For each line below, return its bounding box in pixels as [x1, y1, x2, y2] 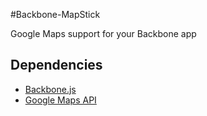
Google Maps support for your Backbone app [10, 28, 197, 39]
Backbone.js [24, 83, 77, 95]
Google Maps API [24, 94, 97, 106]
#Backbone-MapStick [10, 9, 101, 20]
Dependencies [10, 57, 103, 74]
